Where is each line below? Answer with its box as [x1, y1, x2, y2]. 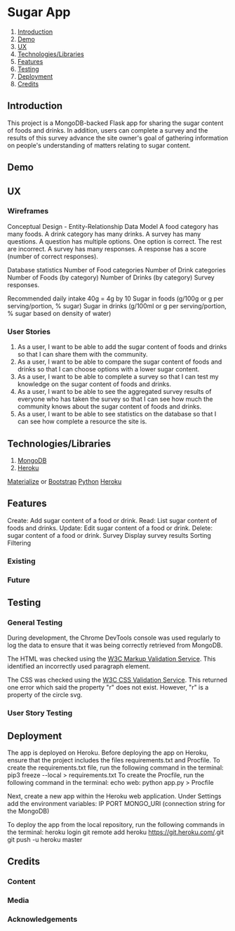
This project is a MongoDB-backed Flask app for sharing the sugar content [7, 119, 224, 127]
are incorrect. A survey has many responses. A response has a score [7, 244, 207, 253]
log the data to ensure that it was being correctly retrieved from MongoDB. [7, 641, 223, 649]
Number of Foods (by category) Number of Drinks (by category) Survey [7, 273, 215, 282]
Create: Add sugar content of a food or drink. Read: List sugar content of [7, 516, 217, 524]
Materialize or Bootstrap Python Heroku [7, 477, 122, 485]
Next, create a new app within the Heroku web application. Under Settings [7, 792, 222, 800]
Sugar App [7, 4, 71, 20]
